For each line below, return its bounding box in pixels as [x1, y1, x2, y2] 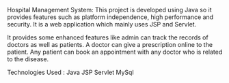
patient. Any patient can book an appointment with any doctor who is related [7, 48, 223, 56]
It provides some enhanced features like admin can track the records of [7, 33, 208, 41]
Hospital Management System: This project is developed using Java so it [7, 6, 212, 14]
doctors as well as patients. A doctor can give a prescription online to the [7, 41, 213, 48]
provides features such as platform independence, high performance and [7, 13, 214, 21]
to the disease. [7, 55, 49, 63]
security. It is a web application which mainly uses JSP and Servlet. [7, 20, 197, 28]
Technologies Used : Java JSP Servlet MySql [7, 68, 135, 76]
